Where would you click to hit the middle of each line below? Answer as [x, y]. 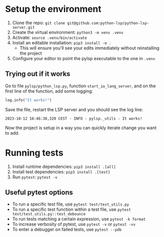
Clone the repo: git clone [39, 23]
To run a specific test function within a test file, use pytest [71, 209]
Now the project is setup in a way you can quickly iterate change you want [81, 128]
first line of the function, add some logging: [49, 91]
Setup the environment [53, 9]
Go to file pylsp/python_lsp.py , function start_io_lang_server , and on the [81, 86]
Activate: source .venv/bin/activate [50, 37]
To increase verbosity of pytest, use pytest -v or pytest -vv [74, 224]
